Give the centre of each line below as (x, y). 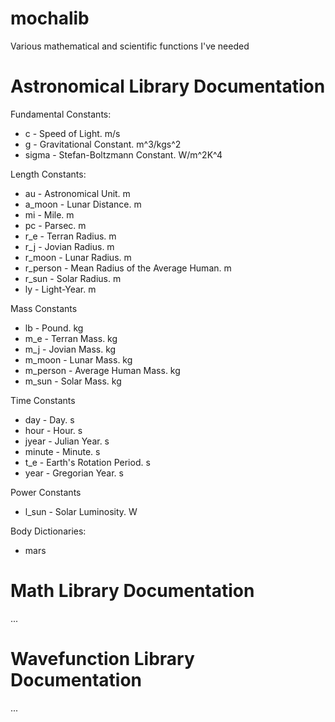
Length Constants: (48, 174)
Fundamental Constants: (61, 114)
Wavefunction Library (102, 659)
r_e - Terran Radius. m (70, 236)
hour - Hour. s (53, 430)
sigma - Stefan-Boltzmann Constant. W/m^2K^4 (123, 154)
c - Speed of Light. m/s (72, 133)
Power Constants (46, 492)
